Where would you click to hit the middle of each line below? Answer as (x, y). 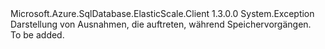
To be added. (37, 35)
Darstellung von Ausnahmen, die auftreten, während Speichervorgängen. (161, 24)
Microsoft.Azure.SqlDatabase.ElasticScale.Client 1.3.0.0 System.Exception (162, 13)
